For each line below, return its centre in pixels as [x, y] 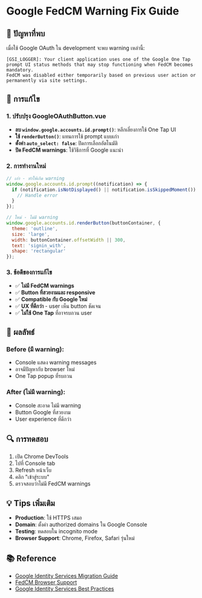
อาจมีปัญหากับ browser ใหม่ [45, 369]
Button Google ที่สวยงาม [43, 412]
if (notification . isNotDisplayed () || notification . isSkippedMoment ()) [104, 190]
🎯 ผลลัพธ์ [21, 332]
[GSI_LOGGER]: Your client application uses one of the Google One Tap [98, 59]
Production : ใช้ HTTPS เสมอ [48, 518]
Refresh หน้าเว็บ [33, 470]
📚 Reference [31, 558]
